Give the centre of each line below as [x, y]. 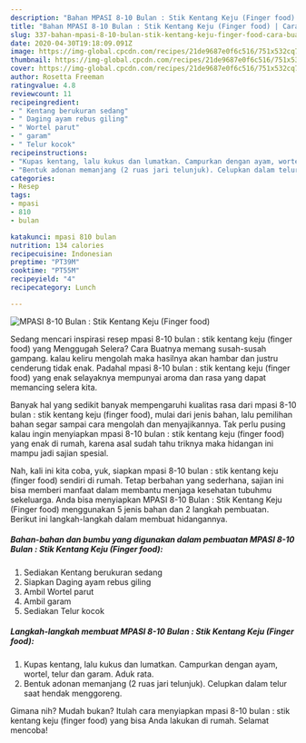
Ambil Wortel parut [59, 591]
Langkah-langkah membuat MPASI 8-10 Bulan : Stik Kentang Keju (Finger [152, 631]
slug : [20, 35]
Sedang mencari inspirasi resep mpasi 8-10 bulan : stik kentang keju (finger [152, 339]
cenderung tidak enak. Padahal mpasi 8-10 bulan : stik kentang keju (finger [150, 368]
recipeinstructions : [49, 153]
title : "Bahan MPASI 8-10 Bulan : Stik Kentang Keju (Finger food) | [145, 26]
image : [23, 52]
